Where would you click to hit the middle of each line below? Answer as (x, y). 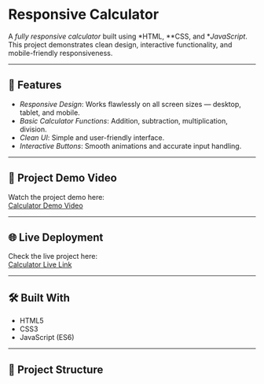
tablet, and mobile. (49, 113)
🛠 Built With (39, 298)
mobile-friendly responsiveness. (60, 53)
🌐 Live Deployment (56, 237)
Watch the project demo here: (56, 197)
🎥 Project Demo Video (63, 178)
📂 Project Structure (56, 369)
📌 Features (35, 85)
